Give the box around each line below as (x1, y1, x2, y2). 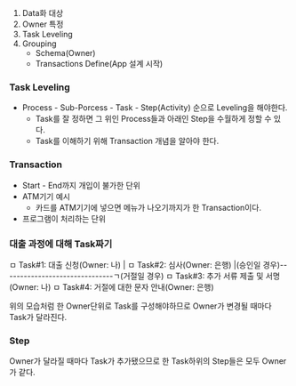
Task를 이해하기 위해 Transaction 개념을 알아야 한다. (35, 136, 220, 147)
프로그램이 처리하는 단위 (21, 213, 107, 224)
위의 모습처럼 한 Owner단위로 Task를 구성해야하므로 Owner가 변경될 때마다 (9, 301, 273, 311)
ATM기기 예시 (21, 190, 71, 202)
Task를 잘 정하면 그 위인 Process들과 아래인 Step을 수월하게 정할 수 (35, 114, 272, 125)
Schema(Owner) (35, 48, 96, 58)
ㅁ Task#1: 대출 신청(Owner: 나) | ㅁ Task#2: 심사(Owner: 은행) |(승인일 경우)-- (9, 259, 287, 269)
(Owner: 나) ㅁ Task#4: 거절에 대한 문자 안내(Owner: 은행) (9, 281, 215, 292)
